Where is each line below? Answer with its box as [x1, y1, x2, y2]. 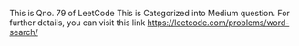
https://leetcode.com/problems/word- [147, 17, 290, 28]
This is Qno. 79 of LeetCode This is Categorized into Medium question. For [9, 8, 290, 18]
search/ [9, 27, 38, 37]
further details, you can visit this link [9, 17, 146, 28]
